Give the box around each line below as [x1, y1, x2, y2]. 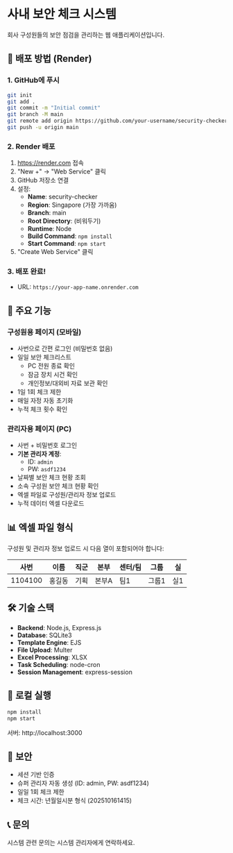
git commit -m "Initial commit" [7, 105, 101, 112]
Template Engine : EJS [17, 639, 82, 647]
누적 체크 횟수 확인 [17, 405, 68, 414]
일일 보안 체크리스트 [17, 353, 71, 362]
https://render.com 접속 [17, 159, 85, 167]
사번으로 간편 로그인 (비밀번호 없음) [17, 344, 113, 353]
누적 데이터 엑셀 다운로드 [17, 499, 85, 507]
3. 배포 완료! [7, 267, 46, 276]
